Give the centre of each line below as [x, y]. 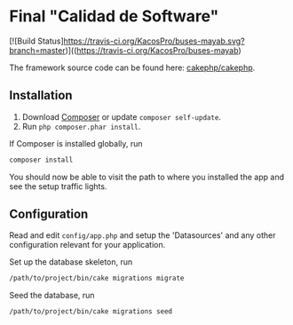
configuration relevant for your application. [87, 245]
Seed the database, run [52, 296]
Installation [41, 95]
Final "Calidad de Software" [114, 16]
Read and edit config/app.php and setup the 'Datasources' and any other [143, 235]
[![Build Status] [36, 41]
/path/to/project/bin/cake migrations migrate [97, 278]
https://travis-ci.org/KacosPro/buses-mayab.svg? [154, 41]
